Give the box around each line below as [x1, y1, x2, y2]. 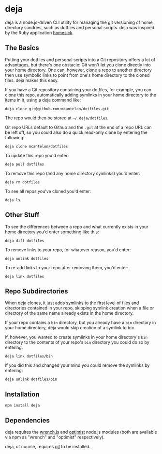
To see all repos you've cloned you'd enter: [5, 188, 91, 194]
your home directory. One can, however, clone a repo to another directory [5, 67, 152, 73]
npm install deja [5, 403, 40, 408]
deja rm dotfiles [5, 179, 40, 185]
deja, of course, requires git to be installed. [5, 444, 90, 449]
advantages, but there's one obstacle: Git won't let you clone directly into [5, 62, 151, 67]
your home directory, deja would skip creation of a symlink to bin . [5, 325, 136, 331]
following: [5, 134, 25, 140]
